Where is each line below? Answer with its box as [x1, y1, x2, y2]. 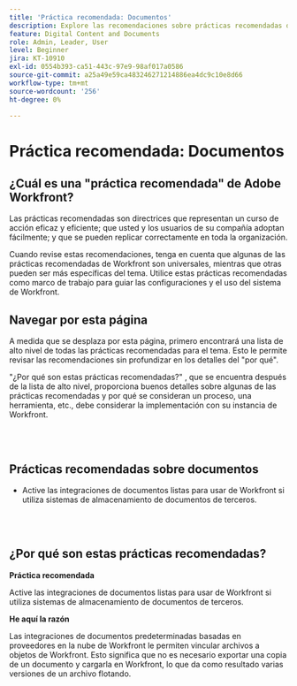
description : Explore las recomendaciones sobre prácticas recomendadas [9, 21, 283, 30]
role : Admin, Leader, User [9, 37, 109, 47]
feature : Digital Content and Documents [9, 29, 161, 38]
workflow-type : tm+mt [9, 79, 89, 88]
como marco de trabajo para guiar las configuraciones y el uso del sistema [9, 278, 281, 288]
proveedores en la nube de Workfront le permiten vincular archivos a [9, 640, 260, 651]
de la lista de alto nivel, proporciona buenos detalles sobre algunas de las [9, 381, 277, 392]
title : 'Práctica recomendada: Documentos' [9, 12, 172, 22]
